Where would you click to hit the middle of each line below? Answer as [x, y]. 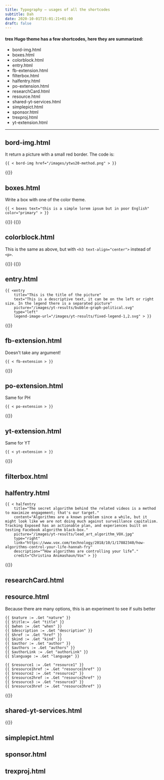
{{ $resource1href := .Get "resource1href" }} [53, 669]
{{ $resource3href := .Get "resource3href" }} [53, 686]
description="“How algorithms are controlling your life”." [76, 551]
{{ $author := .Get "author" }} [38, 643]
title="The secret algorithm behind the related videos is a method [85, 509]
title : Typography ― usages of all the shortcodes [58, 10]
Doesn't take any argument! [33, 353]
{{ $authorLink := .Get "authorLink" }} [47, 652]
